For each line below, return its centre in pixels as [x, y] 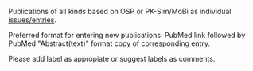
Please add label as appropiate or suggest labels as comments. [112, 59]
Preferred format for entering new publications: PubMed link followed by [127, 35]
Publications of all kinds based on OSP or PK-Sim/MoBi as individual [120, 11]
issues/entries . [33, 20]
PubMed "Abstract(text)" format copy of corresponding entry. [109, 43]
